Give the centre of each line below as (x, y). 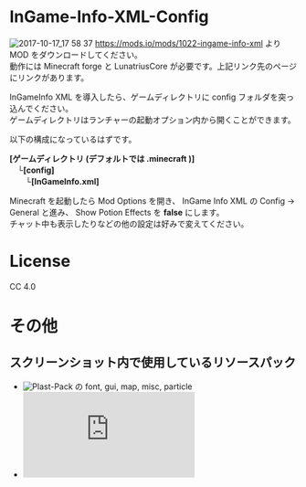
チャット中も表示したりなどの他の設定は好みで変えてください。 (129, 223)
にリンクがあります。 (49, 77)
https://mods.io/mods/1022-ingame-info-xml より (188, 43)
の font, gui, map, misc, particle (133, 386)
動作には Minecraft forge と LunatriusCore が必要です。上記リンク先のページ (153, 66)
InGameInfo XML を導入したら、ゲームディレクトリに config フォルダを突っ (152, 97)
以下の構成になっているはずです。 (73, 139)
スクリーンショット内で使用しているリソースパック (153, 363)
